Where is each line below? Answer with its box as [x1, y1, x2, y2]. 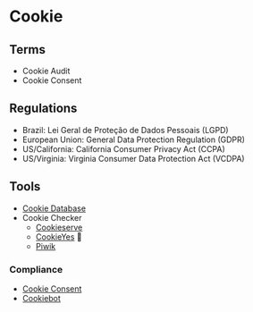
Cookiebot [21, 292, 61, 303]
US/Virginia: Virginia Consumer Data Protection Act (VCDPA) [21, 153, 245, 164]
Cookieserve [35, 222, 83, 232]
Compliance [9, 263, 63, 275]
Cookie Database [21, 203, 87, 214]
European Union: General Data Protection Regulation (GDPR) [21, 134, 246, 145]
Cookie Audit [21, 65, 71, 76]
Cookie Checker [21, 212, 82, 223]
